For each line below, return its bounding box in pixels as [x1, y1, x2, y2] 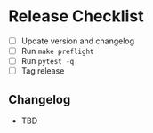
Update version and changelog [20, 35, 135, 46]
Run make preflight [20, 46, 94, 56]
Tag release [20, 66, 65, 76]
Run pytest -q [20, 56, 75, 66]
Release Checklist [8, 6, 144, 27]
